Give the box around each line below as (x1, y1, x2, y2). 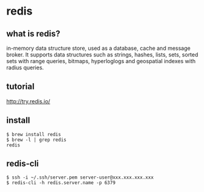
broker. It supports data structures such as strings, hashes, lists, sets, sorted (6, 51, 199, 58)
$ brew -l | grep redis (6, 137, 67, 143)
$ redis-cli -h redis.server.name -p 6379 (6, 180, 116, 186)
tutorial (6, 81, 35, 92)
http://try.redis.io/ (6, 97, 51, 105)
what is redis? (6, 29, 61, 39)
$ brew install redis (6, 131, 62, 137)
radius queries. (6, 64, 44, 71)
